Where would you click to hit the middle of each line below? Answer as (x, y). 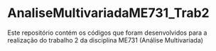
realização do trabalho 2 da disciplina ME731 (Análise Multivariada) (106, 40)
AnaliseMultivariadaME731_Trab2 (108, 13)
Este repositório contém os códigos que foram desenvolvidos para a (107, 33)
